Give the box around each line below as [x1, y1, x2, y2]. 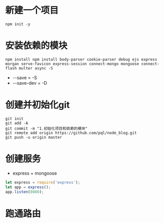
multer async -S [18, 66, 53, 71]
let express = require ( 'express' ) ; [5, 180, 80, 185]
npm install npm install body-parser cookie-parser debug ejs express [5, 57, 157, 62]
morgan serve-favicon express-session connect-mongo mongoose [5, 61, 139, 66]
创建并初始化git [5, 99, 70, 111]
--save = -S [12, 74, 37, 81]
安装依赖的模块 [5, 40, 68, 51]
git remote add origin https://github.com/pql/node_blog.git [5, 130, 137, 135]
